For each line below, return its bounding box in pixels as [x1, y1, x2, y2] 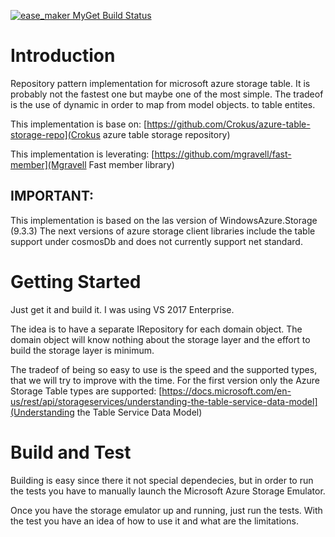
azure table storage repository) [102, 128, 231, 140]
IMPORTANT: [10, 188, 95, 205]
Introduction [10, 45, 116, 67]
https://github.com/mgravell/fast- [154, 148, 292, 160]
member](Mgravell [10, 158, 87, 170]
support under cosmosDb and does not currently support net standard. [10, 235, 303, 247]
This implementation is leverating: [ [10, 148, 155, 160]
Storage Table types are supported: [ [10, 385, 163, 397]
